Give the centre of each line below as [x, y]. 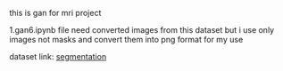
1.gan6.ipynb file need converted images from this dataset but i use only [142, 30]
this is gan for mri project [55, 13]
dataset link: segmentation [58, 56]
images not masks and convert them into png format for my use [126, 39]
